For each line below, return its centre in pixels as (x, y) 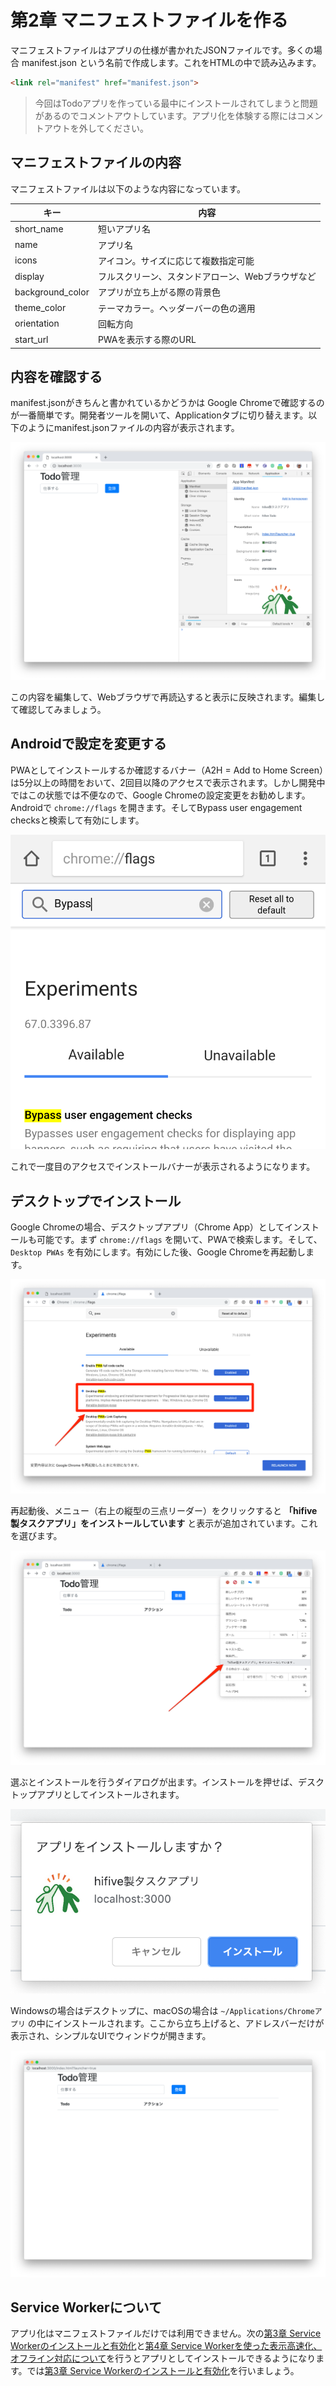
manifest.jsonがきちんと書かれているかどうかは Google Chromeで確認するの (167, 403)
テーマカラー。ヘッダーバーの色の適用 (176, 308)
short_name (39, 228)
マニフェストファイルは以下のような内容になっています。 (128, 188)
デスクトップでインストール (96, 1201)
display (29, 276)
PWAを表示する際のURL (147, 340)
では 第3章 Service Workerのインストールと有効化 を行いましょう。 (163, 2371)
